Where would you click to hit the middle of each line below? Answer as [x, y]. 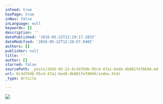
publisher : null [22, 51]
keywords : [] [19, 28]
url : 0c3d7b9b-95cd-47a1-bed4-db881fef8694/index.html [63, 74]
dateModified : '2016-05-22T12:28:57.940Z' [50, 42]
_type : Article [21, 78]
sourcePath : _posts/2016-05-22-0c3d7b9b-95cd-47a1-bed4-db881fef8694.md [82, 69]
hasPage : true [20, 14]
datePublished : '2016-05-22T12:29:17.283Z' [51, 37]
